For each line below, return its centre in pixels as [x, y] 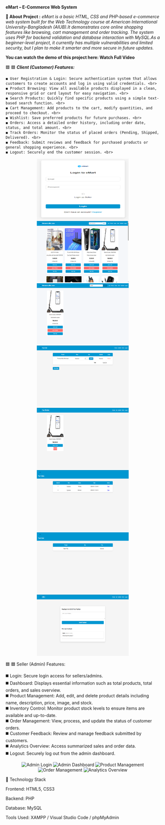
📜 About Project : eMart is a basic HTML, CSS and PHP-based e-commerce [82, 16]
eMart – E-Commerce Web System [41, 7]
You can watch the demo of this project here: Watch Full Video [70, 57]
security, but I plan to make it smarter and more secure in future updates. [80, 48]
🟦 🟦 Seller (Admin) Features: [35, 664]
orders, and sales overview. [33, 690]
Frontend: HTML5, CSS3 [30, 789]
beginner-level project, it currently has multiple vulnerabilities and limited [79, 43]
